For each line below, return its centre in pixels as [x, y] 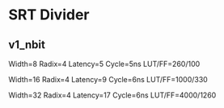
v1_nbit [27, 45]
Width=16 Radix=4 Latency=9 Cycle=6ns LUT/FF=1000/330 [108, 79]
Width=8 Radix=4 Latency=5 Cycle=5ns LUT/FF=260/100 [104, 64]
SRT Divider [49, 15]
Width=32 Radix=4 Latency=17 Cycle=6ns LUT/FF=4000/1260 [112, 95]
